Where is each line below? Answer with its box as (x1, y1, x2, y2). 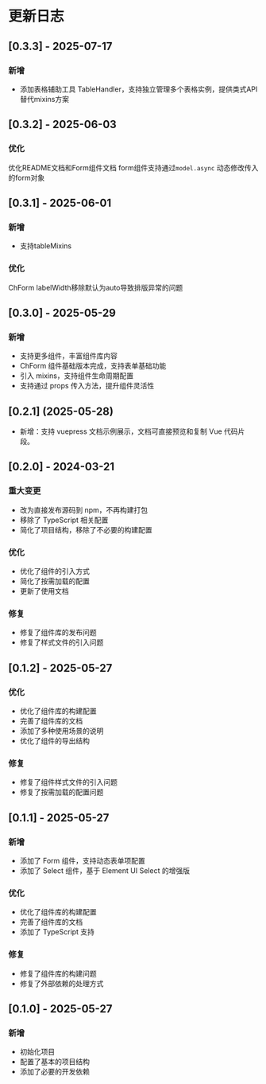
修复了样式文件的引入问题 (19, 638, 104, 647)
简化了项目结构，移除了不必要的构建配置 (19, 524, 152, 534)
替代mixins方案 (19, 94, 70, 103)
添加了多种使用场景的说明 (19, 726, 104, 736)
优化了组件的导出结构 (19, 736, 90, 746)
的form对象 (8, 173, 45, 182)
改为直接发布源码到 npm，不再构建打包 (19, 505, 148, 514)
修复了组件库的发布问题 (19, 628, 97, 638)
